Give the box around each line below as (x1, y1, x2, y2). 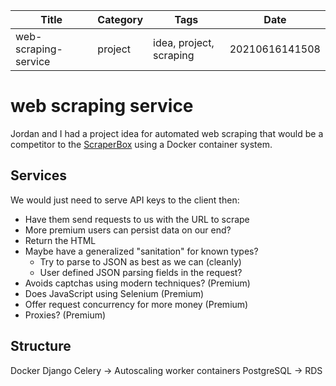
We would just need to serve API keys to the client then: (10, 194, 240, 206)
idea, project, (153, 36, 215, 49)
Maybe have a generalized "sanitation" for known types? (24, 245, 259, 257)
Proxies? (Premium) (24, 309, 107, 321)
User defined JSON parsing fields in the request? (39, 266, 243, 278)
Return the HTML (24, 234, 97, 246)
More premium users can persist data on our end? (24, 224, 232, 236)
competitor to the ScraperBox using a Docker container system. (10, 138, 273, 150)
